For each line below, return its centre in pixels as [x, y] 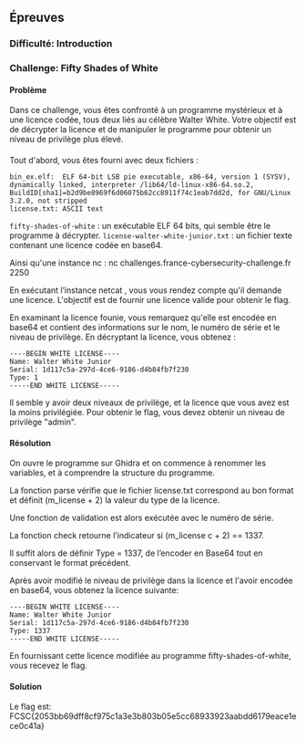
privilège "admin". [43, 422]
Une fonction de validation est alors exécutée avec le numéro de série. [142, 518]
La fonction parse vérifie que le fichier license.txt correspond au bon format [152, 491]
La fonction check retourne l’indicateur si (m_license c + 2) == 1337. [137, 536]
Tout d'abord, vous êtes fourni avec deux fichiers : [104, 161]
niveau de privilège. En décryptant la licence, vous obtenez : [123, 337]
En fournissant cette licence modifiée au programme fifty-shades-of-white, [150, 656]
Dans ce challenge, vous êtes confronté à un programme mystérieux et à [146, 110]
